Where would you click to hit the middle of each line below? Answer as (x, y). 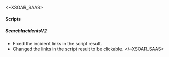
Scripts (13, 19)
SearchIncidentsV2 (26, 31)
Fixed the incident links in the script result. (57, 43)
